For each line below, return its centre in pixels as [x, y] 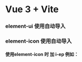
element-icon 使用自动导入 [39, 41]
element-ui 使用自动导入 [35, 26]
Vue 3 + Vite [32, 9]
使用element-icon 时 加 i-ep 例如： [42, 54]
